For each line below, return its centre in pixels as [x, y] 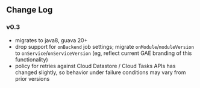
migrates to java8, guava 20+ [51, 40]
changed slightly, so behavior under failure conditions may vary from [100, 72]
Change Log [30, 10]
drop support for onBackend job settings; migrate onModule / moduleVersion [105, 46]
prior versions [32, 78]
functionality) [31, 59]
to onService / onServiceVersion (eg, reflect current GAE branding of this [103, 53]
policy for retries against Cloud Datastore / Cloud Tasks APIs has [95, 66]
